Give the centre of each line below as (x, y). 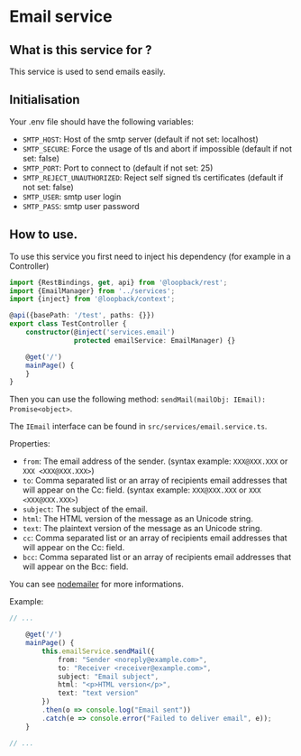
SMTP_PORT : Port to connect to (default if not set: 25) (118, 168)
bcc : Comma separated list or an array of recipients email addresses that (157, 558)
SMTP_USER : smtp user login (72, 197)
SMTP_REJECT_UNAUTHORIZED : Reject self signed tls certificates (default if (153, 177)
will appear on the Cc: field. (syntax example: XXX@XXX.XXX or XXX (141, 490)
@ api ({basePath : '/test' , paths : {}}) (82, 316)
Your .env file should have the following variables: (101, 121)
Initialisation (45, 100)
